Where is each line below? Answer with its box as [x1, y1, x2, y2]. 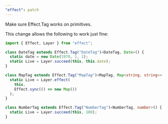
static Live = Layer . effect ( [9, 77, 70, 82]
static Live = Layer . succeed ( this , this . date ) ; [9, 59, 111, 64]
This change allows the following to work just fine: [5, 31, 108, 37]
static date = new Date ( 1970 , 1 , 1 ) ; [9, 54, 88, 59]
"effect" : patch [5, 7, 39, 13]
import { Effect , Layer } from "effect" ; [5, 41, 93, 46]
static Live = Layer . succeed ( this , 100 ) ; [9, 110, 97, 115]
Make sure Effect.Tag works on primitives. [5, 21, 92, 27]
